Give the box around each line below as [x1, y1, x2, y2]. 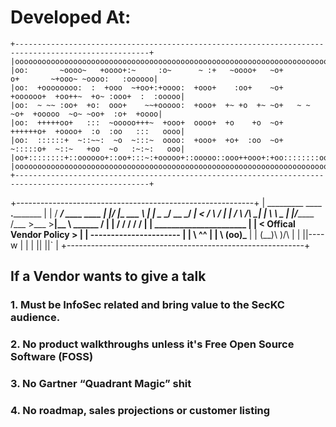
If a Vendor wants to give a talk [10, 268, 207, 285]
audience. [10, 311, 61, 325]
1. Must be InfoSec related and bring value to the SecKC [10, 298, 285, 312]
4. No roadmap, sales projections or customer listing [10, 404, 271, 418]
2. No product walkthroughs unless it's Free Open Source [10, 337, 295, 351]
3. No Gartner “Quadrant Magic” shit [10, 377, 192, 391]
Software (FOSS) [10, 350, 94, 364]
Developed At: [10, 6, 132, 29]
